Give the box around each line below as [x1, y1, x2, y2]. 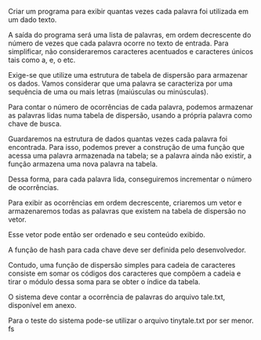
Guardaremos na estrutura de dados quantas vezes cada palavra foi [8, 134, 228, 144]
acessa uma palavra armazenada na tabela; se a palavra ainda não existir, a [8, 151, 252, 160]
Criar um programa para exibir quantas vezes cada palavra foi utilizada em [8, 7, 249, 16]
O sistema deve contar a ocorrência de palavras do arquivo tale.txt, [8, 292, 226, 302]
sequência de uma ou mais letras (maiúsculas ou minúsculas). [8, 87, 209, 97]
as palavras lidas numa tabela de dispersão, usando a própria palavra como [8, 111, 252, 120]
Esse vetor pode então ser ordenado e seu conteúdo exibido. [8, 230, 206, 239]
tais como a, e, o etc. [8, 55, 76, 64]
